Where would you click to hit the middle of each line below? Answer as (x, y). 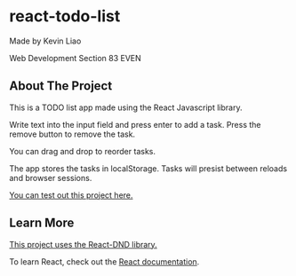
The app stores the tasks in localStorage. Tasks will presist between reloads (148, 168)
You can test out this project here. (71, 195)
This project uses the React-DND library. (83, 244)
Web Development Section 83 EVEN (76, 58)
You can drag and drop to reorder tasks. (82, 151)
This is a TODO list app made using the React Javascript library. (126, 107)
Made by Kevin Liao (45, 41)
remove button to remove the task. (72, 134)
